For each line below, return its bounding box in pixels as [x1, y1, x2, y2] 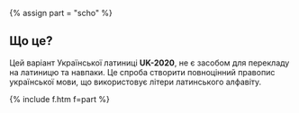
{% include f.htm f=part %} [9, 93, 110, 104]
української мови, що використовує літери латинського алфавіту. [9, 76, 262, 87]
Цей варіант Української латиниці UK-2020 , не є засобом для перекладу [9, 57, 290, 68]
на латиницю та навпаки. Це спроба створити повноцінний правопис [9, 66, 276, 77]
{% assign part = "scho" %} [9, 8, 113, 18]
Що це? [9, 33, 53, 48]
